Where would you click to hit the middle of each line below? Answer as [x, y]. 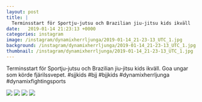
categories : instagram [35, 34]
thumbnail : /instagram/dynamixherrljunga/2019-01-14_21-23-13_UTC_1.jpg [100, 51]
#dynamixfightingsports [36, 81]
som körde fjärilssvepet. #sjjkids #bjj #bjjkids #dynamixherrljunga [88, 75]
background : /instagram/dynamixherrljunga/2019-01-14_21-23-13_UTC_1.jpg [101, 46]
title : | [17, 18]
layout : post [23, 12]
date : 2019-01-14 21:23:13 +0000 [51, 29]
